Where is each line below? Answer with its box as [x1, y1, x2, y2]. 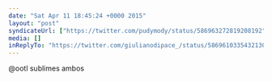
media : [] [8, 34, 42, 43]
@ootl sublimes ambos [8, 63, 85, 73]
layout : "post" [8, 19, 60, 27]
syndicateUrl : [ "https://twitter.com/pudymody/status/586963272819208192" [8, 26, 266, 34]
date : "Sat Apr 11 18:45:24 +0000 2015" [8, 11, 147, 20]
